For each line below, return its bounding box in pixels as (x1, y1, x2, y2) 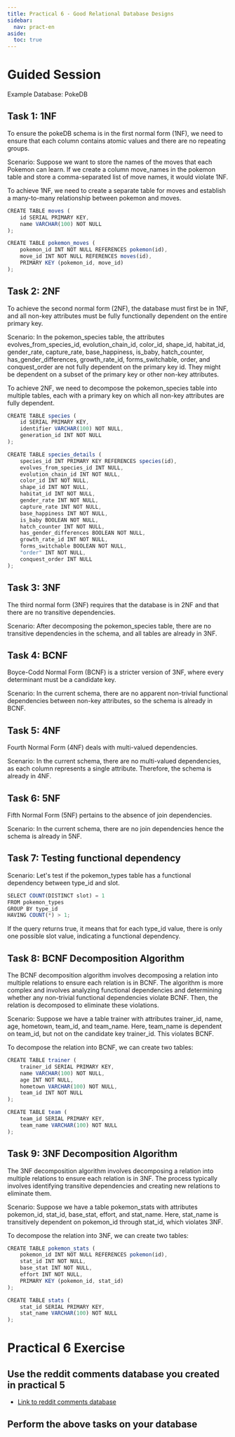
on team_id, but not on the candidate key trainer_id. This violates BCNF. (7, 1030, 214, 1038)
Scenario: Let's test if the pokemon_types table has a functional (7, 871, 192, 880)
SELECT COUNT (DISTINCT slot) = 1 (7, 892, 105, 899)
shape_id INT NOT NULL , (20, 483, 90, 491)
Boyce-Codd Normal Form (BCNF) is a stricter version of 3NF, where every (7, 668, 224, 676)
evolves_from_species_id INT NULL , (20, 464, 124, 471)
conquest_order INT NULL (20, 555, 93, 563)
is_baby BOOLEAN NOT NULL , (20, 517, 99, 524)
